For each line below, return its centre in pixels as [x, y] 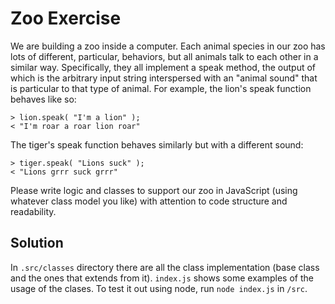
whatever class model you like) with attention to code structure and [149, 201]
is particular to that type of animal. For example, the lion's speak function [161, 88]
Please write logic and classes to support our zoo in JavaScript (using [154, 190]
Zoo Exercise [66, 18]
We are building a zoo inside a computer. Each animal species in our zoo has [168, 46]
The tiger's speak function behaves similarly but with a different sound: [157, 144]
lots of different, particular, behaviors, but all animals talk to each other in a [164, 56]
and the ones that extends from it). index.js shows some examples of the [162, 278]
